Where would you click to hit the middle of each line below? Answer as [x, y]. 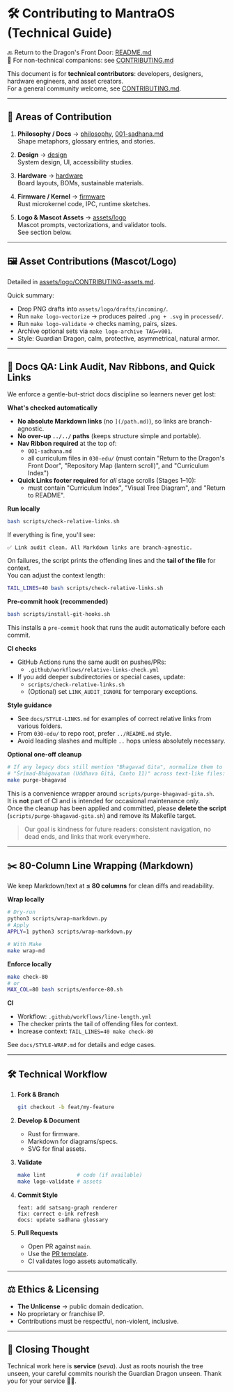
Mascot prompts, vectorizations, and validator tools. [92, 224]
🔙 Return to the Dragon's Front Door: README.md [79, 52]
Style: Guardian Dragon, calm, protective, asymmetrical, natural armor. [118, 338]
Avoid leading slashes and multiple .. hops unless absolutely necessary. [121, 741]
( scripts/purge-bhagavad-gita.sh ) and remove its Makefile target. [102, 815]
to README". [46, 495]
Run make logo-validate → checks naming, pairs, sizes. [97, 323]
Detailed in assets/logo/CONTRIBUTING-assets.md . [81, 281]
